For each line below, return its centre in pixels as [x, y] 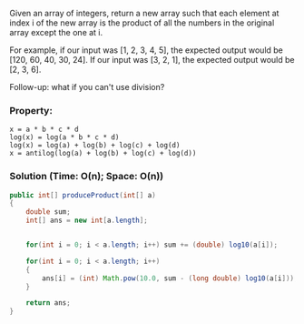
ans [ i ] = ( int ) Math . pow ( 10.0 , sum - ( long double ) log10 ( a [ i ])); [170, 278]
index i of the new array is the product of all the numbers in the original [142, 23]
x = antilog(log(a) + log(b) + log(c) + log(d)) [103, 154]
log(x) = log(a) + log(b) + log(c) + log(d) [95, 146]
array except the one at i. [56, 32]
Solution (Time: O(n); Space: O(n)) [87, 177]
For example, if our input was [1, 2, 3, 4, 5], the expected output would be [147, 50]
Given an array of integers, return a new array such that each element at [144, 13]
